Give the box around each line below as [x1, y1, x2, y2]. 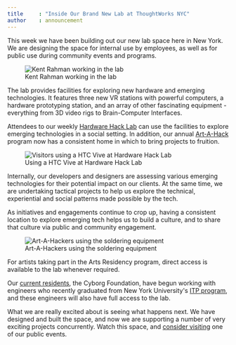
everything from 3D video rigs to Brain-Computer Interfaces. [7, 108, 183, 117]
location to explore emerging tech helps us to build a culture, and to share [7, 215, 221, 224]
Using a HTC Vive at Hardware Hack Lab [25, 158, 143, 166]
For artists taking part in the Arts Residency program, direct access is [7, 258, 208, 266]
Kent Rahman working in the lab [25, 72, 117, 81]
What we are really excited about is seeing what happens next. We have [7, 307, 216, 315]
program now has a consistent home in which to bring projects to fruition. [7, 137, 220, 145]
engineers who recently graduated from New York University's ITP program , [7, 286, 228, 294]
